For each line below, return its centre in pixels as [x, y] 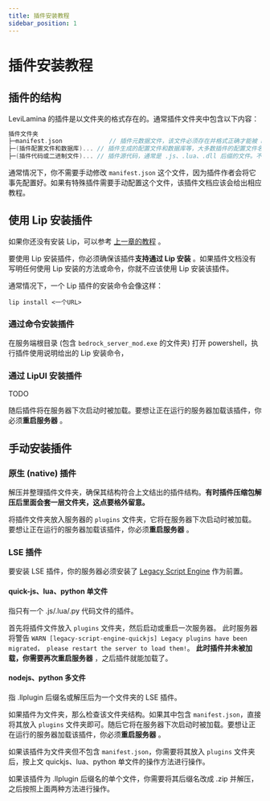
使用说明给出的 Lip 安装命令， [79, 353]
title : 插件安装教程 [39, 16]
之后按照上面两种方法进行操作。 [61, 788]
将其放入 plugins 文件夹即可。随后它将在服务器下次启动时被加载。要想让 [129, 724]
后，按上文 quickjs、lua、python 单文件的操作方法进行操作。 [109, 762]
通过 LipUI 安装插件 [45, 376]
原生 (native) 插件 [42, 473]
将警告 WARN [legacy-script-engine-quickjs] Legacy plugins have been [128, 638]
